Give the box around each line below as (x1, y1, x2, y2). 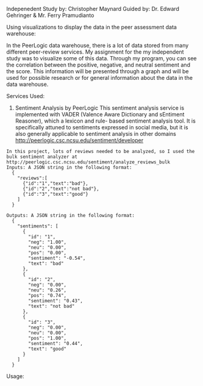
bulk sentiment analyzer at (6, 154, 78, 160)
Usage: (6, 373, 24, 380)
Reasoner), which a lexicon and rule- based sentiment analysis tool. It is (15, 117, 196, 124)
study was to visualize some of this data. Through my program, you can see (6, 55, 197, 62)
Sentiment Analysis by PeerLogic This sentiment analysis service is (15, 104, 185, 112)
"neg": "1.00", (28, 239, 67, 245)
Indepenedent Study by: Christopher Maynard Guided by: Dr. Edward (6, 5, 180, 12)
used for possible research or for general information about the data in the (6, 74, 193, 81)
